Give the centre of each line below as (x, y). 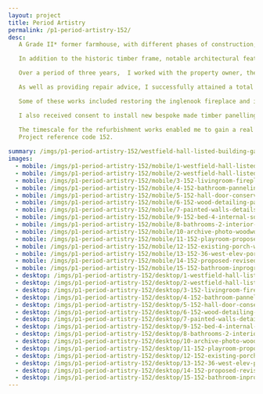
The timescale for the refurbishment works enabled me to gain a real (136, 130)
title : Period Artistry (47, 23)
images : (21, 159)
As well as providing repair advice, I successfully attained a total (136, 87)
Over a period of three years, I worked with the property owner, (131, 73)
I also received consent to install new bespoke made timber (120, 115)
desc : (17, 37)
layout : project (34, 15)
